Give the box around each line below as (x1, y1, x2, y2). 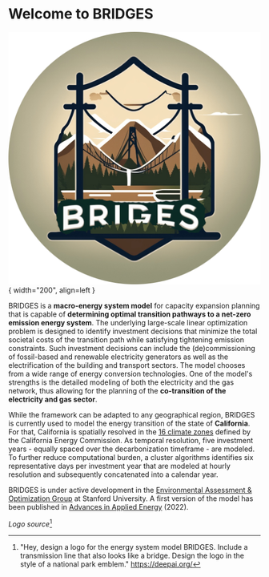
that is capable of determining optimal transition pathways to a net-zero (8, 309, 251, 319)
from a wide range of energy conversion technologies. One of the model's (8, 369, 253, 378)
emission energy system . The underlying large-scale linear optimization (8, 317, 248, 327)
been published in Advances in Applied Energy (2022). (8, 502, 189, 511)
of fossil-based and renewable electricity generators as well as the (8, 352, 229, 361)
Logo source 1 (8, 518, 53, 529)
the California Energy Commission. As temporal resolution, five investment (8, 435, 254, 445)
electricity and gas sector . (8, 394, 98, 404)
